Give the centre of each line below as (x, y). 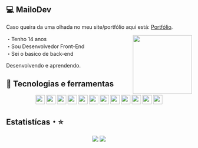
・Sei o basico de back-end (40, 53)
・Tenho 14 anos (27, 39)
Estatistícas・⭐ (35, 122)
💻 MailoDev (29, 10)
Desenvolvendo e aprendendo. (44, 65)
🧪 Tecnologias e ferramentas (60, 84)
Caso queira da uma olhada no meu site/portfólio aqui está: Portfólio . (90, 27)
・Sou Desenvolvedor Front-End (45, 46)
